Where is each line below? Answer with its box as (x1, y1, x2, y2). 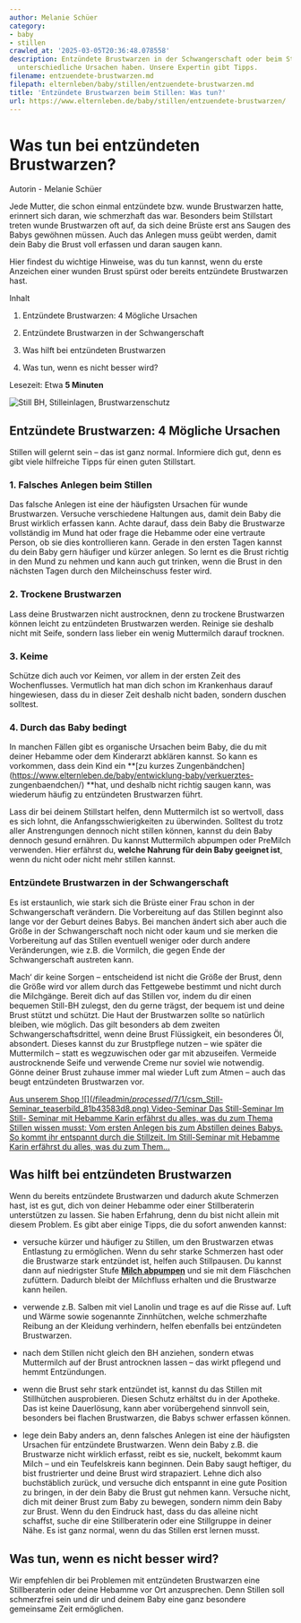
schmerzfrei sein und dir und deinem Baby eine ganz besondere (9, 1594, 246, 1605)
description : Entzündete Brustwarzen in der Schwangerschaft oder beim (9, 55, 282, 64)
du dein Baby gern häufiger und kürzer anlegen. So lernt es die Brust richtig (9, 547, 289, 557)
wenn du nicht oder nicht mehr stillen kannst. (9, 854, 176, 865)
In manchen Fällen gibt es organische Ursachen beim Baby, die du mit (9, 741, 267, 753)
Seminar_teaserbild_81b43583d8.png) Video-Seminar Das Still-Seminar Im (9, 1103, 284, 1114)
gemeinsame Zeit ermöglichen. (9, 1603, 124, 1614)
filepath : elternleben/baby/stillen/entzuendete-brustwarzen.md (9, 80, 254, 89)
